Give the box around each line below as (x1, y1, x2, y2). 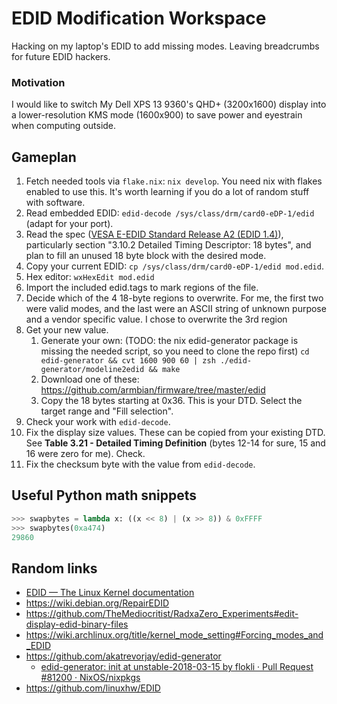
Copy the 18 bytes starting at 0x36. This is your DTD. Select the (40, 395, 303, 407)
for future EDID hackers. (11, 50, 111, 62)
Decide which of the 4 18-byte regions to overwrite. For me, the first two (25, 292, 324, 304)
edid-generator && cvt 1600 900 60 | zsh (40, 356, 216, 366)
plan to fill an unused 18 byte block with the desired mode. (25, 250, 267, 262)
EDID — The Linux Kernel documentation (25, 587, 195, 599)
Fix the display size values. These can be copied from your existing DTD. (25, 427, 326, 439)
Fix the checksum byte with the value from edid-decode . (25, 458, 256, 471)
